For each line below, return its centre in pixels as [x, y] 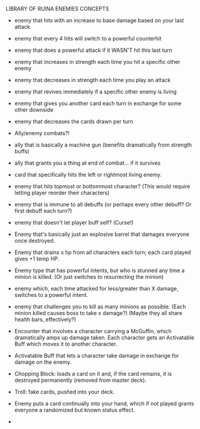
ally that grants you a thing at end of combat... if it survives [87, 163]
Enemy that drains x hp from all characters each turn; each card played [102, 252]
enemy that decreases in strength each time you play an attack [92, 80]
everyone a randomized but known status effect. [74, 410]
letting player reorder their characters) [62, 193]
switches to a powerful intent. [51, 295]
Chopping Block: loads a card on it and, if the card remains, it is [93, 374]
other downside [34, 110]
